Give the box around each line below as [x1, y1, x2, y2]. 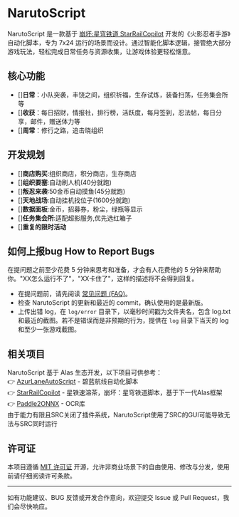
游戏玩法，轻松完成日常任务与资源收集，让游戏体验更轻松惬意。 [7, 47, 194, 56]
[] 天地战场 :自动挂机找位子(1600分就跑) [17, 196, 131, 204]
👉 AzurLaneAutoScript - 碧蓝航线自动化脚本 [7, 377, 139, 386]
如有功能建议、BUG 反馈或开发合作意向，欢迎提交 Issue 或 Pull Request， [7, 493, 223, 501]
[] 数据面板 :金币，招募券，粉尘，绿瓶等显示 [17, 204, 144, 213]
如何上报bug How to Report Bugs [7, 245, 155, 257]
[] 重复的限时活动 [17, 222, 67, 231]
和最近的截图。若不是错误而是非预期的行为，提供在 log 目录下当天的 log [17, 316, 229, 325]
